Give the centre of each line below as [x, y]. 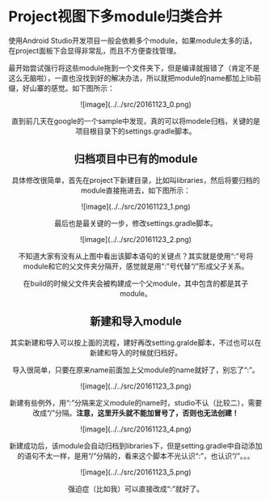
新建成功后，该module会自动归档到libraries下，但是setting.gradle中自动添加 [136, 445]
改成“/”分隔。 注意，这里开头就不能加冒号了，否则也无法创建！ [136, 413]
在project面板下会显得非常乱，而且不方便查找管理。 [95, 50]
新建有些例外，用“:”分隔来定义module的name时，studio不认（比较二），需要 [136, 402]
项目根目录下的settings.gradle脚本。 [136, 131]
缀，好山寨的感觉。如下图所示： [61, 88]
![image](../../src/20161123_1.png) [136, 206]
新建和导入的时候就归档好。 [136, 352]
